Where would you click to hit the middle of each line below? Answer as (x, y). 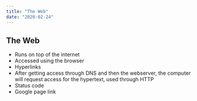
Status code (29, 86)
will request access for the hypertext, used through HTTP (84, 79)
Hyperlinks (28, 67)
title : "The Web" (27, 11)
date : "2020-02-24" (30, 17)
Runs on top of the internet (47, 55)
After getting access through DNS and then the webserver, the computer (103, 73)
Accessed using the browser (49, 61)
